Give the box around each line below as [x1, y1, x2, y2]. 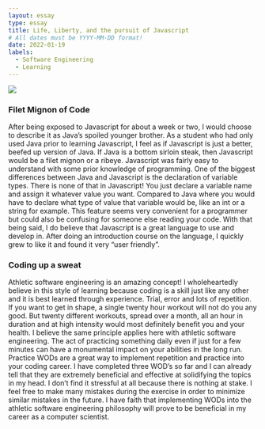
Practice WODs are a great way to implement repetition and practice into [8, 353, 245, 363]
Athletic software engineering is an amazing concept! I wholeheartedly [8, 278, 239, 287]
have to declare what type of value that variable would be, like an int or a [8, 198, 245, 207]
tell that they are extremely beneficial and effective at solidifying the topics [8, 370, 252, 380]
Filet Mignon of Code [8, 104, 90, 115]
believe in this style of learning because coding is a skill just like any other [8, 286, 249, 295]
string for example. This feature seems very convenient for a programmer [8, 207, 248, 216]
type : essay [8, 19, 47, 27]
